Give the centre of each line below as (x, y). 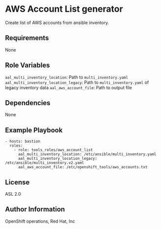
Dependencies (28, 103)
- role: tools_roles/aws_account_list (53, 150)
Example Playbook (34, 130)
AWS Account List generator (64, 9)
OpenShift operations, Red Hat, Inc (40, 221)
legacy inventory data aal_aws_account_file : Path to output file (69, 87)
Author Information (35, 209)
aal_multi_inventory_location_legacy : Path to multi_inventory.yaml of (77, 82)
